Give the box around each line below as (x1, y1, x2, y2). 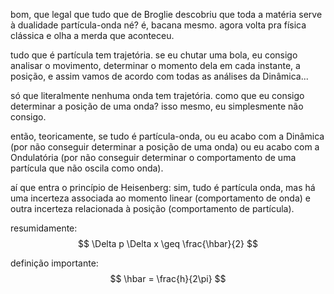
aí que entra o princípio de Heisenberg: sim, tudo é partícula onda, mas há (10, 182, 316, 193)
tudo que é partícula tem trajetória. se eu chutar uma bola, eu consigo (10, 49, 298, 61)
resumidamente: (10, 222, 78, 234)
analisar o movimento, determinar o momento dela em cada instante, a (10, 60, 301, 71)
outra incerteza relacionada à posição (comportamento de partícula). (10, 203, 295, 214)
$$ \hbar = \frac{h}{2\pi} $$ (109, 273, 227, 284)
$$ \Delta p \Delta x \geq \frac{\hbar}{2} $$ (78, 238, 258, 249)
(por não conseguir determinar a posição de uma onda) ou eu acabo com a (10, 141, 320, 153)
